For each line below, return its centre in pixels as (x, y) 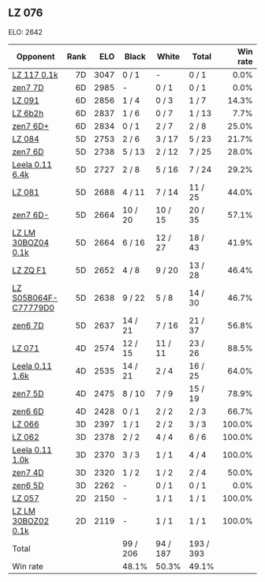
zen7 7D (28, 88)
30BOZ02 (31, 520)
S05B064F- (35, 298)
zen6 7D (28, 325)
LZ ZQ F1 (30, 270)
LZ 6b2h (28, 113)
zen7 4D (28, 472)
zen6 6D (28, 411)
